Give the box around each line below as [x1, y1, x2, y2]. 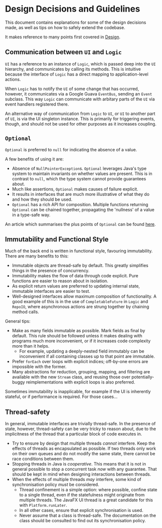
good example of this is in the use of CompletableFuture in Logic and [12, 299, 148, 304]
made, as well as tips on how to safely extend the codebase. [5, 24, 126, 30]
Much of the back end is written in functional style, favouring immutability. [5, 248, 153, 254]
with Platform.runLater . [19, 502, 67, 508]
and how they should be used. [12, 196, 73, 202]
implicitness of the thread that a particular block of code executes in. [5, 431, 142, 437]
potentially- [131, 374, 154, 380]
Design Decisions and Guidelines [5, 3, 140, 15]
